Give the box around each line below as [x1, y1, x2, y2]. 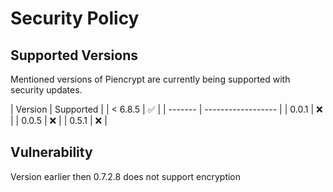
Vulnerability [10, 144, 93, 161]
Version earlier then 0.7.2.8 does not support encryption [10, 170, 242, 182]
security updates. [10, 84, 83, 96]
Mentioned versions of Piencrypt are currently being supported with [10, 73, 291, 85]
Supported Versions [10, 47, 138, 64]
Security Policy [10, 7, 140, 30]
